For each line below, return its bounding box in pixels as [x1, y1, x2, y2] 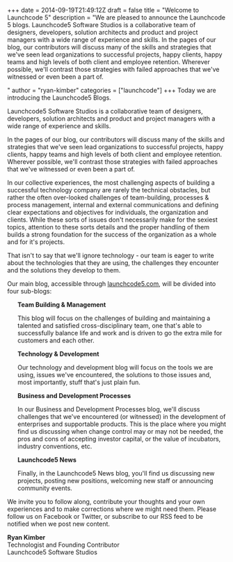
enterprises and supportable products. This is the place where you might [17, 420, 227, 428]
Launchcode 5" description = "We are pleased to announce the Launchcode [7, 13, 226, 22]
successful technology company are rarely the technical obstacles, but [7, 186, 211, 194]
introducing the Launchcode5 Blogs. [7, 93, 111, 102]
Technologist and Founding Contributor [7, 540, 120, 549]
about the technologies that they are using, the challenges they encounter [7, 259, 219, 267]
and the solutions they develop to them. [7, 266, 121, 274]
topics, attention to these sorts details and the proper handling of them [7, 223, 210, 231]
